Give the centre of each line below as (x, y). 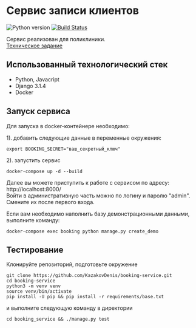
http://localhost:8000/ (34, 189)
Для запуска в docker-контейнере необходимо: (68, 126)
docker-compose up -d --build (45, 171)
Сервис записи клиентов (73, 11)
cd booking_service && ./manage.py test (58, 319)
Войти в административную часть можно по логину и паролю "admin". (98, 196)
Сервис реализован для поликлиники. (56, 39)
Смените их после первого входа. (51, 202)
